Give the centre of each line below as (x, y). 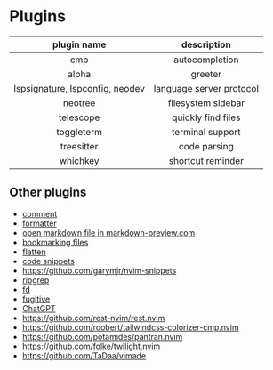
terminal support (207, 132)
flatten (34, 252)
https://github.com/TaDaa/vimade (84, 355)
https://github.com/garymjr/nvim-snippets (99, 270)
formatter (40, 223)
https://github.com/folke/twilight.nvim (91, 346)
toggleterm (79, 132)
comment (40, 213)
